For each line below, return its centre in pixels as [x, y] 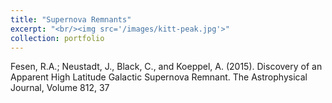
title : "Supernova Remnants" [71, 19]
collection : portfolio [57, 38]
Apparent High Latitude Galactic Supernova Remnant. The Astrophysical [159, 77]
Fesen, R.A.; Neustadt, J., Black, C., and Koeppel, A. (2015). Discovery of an [166, 67]
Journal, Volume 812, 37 [60, 88]
